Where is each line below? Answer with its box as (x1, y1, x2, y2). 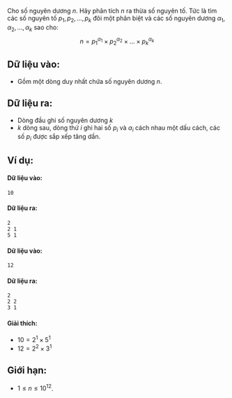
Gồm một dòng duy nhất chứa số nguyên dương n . (17, 77, 162, 85)
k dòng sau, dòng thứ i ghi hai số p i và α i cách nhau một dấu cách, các (17, 123, 221, 133)
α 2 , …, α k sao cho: (7, 23, 59, 33)
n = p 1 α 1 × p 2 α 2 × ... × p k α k (79, 36, 155, 47)
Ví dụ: (7, 154, 33, 166)
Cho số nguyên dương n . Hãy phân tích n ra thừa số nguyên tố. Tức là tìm (7, 7, 217, 15)
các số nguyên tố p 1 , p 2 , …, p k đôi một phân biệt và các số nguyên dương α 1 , (7, 14, 226, 24)
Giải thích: (7, 319, 38, 327)
